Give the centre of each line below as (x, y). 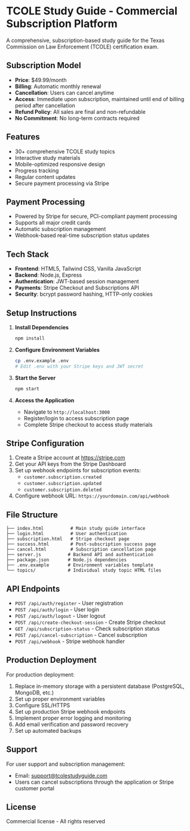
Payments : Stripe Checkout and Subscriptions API (77, 288)
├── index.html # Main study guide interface (76, 529)
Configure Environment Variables (57, 350)
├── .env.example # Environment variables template (80, 565)
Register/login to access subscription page (76, 418)
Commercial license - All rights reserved (56, 821)
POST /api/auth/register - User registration (69, 603)
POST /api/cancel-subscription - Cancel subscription (81, 635)
